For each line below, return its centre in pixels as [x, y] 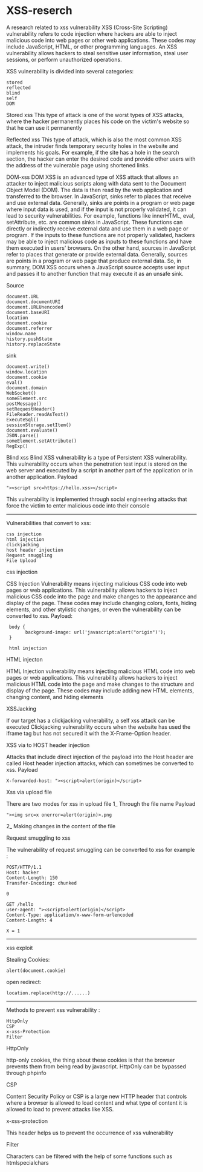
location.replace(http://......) [48, 993]
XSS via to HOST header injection [48, 745]
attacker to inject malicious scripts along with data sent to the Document [96, 183]
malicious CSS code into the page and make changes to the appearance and [101, 596]
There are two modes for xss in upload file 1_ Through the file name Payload [101, 803]
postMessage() [24, 404]
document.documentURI [34, 302]
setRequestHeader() [31, 409]
